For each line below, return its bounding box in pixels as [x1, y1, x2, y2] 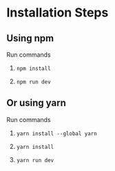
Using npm [6, 32, 54, 44]
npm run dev [16, 79, 51, 85]
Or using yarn [6, 97, 66, 109]
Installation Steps [6, 5, 109, 21]
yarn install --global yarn [16, 130, 97, 137]
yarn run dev [16, 157, 54, 163]
